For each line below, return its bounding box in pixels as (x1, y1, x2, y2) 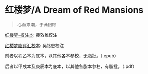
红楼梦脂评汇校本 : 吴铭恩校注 (5, 42, 64, 48)
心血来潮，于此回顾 (17, 22, 57, 27)
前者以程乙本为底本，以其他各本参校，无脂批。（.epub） (5, 52, 119, 59)
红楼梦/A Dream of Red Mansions (5, 4, 144, 16)
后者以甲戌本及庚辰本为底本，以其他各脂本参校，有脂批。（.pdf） (5, 63, 137, 69)
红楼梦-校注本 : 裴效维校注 (5, 32, 58, 38)
